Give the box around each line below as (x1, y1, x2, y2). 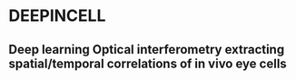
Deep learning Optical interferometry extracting (8, 42, 285, 57)
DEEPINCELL (8, 5, 106, 26)
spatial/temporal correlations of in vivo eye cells (8, 55, 287, 71)
